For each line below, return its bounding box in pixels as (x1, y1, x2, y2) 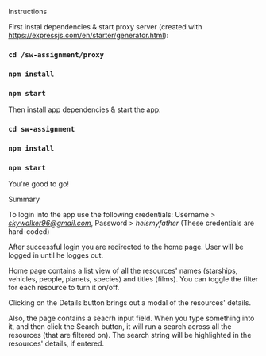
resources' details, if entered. (8, 339, 105, 348)
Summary (8, 194, 40, 205)
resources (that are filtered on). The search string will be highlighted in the (8, 331, 252, 340)
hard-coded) (8, 227, 50, 236)
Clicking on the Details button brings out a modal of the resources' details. (8, 298, 252, 308)
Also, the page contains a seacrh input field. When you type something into (8, 313, 255, 323)
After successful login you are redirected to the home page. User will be (8, 242, 244, 252)
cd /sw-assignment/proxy (8, 50, 105, 59)
